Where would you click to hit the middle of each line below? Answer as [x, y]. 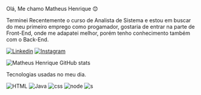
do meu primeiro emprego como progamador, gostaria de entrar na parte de [101, 27]
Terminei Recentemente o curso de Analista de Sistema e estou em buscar [99, 20]
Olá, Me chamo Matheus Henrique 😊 [52, 9]
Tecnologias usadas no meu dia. [46, 74]
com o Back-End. [28, 39]
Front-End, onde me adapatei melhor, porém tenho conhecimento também [98, 33]
